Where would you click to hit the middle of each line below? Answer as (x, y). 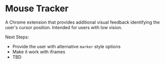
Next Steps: (17, 37)
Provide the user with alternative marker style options (66, 46)
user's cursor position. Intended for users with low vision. (64, 27)
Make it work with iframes (39, 52)
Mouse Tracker (37, 9)
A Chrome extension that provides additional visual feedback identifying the (82, 22)
